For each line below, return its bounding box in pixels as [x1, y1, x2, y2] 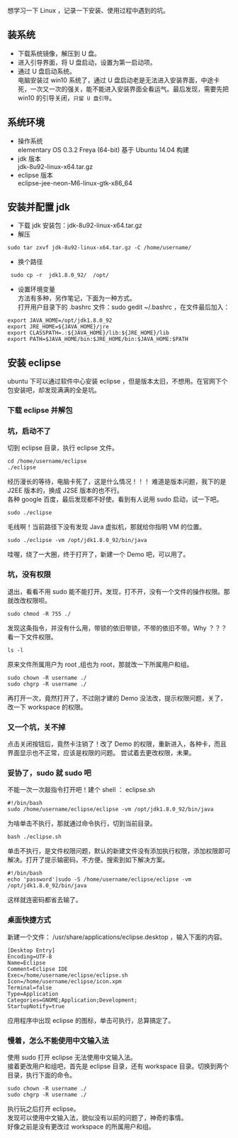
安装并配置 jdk [7, 201, 71, 213]
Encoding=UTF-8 [7, 953, 52, 960]
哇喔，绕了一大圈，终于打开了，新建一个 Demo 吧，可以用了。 [7, 550, 190, 559]
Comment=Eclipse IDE [7, 965, 69, 972]
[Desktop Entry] [7, 947, 55, 954]
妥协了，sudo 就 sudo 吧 [7, 768, 92, 778]
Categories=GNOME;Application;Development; [7, 997, 138, 1004]
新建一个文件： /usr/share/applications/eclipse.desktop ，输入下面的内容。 [7, 933, 227, 941]
